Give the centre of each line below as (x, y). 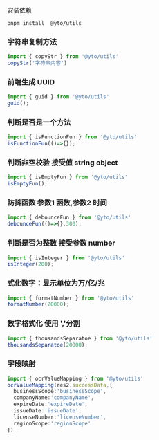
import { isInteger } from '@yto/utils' (66, 258)
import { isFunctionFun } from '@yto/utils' (72, 137)
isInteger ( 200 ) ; (30, 264)
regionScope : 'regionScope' (52, 423)
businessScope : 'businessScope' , (60, 392)
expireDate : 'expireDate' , (51, 404)
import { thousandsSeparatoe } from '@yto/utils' (80, 338)
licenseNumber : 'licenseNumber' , (60, 417)
